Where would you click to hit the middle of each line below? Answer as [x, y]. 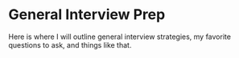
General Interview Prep [87, 15]
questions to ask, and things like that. [70, 44]
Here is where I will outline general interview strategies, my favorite [120, 37]
